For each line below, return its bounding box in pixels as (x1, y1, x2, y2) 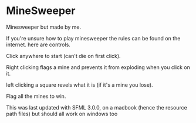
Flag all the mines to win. (6, 93, 66, 100)
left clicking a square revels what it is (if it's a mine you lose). (6, 81, 154, 88)
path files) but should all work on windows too (6, 110, 118, 117)
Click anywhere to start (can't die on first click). (6, 52, 121, 59)
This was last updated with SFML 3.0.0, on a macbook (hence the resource (6, 104, 188, 111)
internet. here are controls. (6, 41, 70, 48)
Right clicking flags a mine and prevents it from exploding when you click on (6, 63, 191, 71)
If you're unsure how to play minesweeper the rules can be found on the (6, 35, 181, 42)
